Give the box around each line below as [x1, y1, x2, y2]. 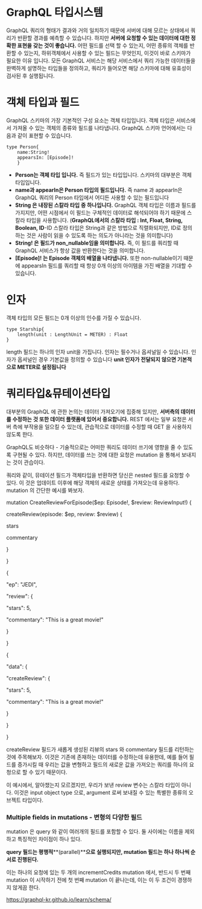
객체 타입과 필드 [6, 96, 80, 110]
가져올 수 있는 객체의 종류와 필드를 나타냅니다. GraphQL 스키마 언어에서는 [12, 124, 186, 131]
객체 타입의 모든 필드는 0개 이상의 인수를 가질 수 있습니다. [6, 314, 142, 321]
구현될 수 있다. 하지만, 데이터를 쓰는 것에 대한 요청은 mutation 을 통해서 [12, 451, 180, 458]
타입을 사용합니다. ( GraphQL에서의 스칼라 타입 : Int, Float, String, [26, 216, 183, 224]
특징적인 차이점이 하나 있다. [17, 836, 83, 843]
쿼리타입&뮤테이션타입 [6, 387, 111, 400]
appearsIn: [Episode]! [17, 154, 74, 160]
